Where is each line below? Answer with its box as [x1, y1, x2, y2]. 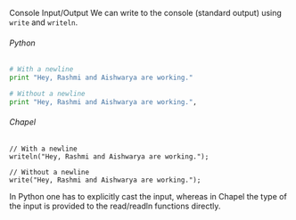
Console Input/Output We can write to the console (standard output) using [9, 8, 283, 18]
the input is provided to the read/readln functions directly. [9, 200, 221, 211]
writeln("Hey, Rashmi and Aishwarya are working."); [9, 151, 210, 161]
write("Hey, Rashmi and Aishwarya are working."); [9, 175, 201, 184]
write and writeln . [9, 17, 78, 28]
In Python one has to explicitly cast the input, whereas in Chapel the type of [9, 191, 287, 201]
